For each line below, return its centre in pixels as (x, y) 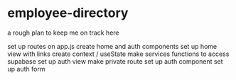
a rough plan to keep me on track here (63, 33)
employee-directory (68, 13)
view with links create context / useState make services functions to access (118, 54)
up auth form (26, 69)
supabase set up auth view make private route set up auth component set (115, 61)
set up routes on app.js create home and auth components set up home (112, 46)
